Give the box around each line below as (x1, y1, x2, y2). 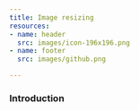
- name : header (9, 30, 66, 38)
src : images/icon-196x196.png (17, 38, 130, 47)
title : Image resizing (9, 13, 94, 22)
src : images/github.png (17, 55, 106, 64)
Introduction (9, 91, 65, 104)
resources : (9, 21, 50, 30)
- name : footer (9, 47, 66, 55)
